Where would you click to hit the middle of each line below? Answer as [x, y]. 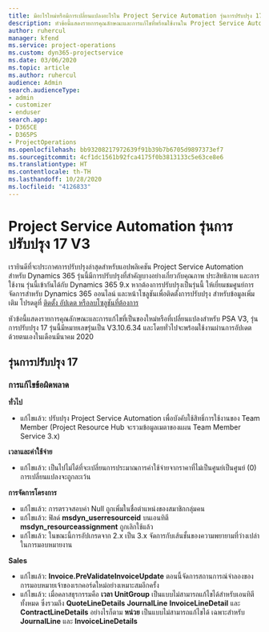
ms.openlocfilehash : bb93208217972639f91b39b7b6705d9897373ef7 [116, 150]
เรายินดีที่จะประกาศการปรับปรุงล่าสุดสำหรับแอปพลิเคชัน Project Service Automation [126, 266]
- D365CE [23, 127]
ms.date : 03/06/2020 [43, 61]
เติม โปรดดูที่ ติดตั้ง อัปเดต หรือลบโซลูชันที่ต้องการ [74, 302]
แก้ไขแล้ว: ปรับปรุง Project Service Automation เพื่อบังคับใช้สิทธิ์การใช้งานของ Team [140, 418]
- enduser [25, 113]
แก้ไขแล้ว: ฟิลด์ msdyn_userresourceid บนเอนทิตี [94, 518]
